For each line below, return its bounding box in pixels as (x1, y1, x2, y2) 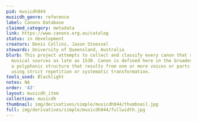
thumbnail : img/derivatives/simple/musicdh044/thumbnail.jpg (6, 101, 159, 107)
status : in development (6, 36, 64, 42)
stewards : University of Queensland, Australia (6, 47, 125, 53)
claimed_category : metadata (6, 25, 75, 31)
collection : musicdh (6, 96, 57, 101)
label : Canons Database (6, 19, 64, 25)
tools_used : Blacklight (6, 74, 64, 80)
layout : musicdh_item (6, 90, 59, 96)
